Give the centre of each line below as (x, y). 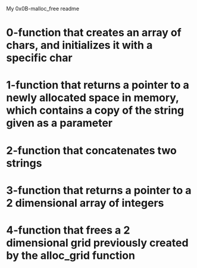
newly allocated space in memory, (93, 98)
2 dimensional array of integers (85, 203)
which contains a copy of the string (95, 110)
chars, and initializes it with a (79, 46)
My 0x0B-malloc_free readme (43, 9)
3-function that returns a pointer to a (99, 190)
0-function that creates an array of (94, 33)
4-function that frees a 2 (68, 230)
